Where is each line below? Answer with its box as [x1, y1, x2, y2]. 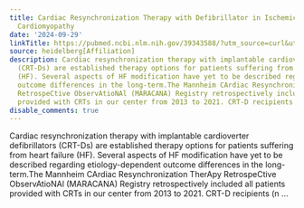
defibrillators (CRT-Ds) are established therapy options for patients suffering [9, 140, 294, 151]
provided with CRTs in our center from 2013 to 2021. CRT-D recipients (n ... [9, 188, 289, 199]
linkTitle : [9, 38, 51, 48]
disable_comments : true [9, 106, 100, 115]
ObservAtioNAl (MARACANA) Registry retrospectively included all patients [9, 178, 286, 190]
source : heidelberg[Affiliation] [9, 47, 136, 56]
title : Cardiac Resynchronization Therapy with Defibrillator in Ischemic [9, 13, 298, 23]
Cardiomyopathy [17, 22, 75, 31]
